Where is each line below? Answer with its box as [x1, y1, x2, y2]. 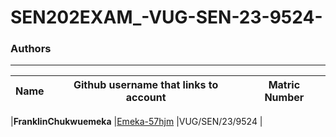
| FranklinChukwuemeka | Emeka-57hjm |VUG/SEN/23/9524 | [10, 116, 263, 128]
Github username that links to [73, 78, 219, 92]
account [125, 91, 167, 105]
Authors [10, 42, 52, 56]
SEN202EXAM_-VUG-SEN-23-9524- [10, 6, 323, 29]
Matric [268, 78, 301, 92]
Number [264, 91, 305, 105]
